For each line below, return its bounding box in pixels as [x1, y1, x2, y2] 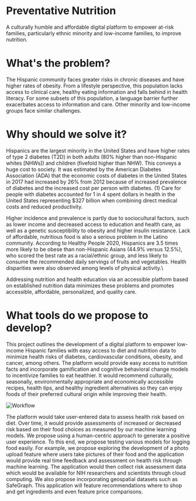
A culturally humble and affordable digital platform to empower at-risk [6, 23, 174, 31]
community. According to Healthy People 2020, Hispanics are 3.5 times [6, 239, 178, 246]
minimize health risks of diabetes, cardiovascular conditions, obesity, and [6, 353, 183, 360]
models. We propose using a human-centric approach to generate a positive [6, 432, 190, 439]
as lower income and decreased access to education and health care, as [6, 221, 181, 228]
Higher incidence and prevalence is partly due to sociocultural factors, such [6, 214, 189, 221]
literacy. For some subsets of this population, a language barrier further [6, 94, 178, 101]
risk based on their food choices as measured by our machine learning [6, 425, 177, 432]
